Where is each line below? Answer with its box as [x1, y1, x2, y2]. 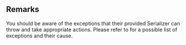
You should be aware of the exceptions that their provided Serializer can [6, 20, 180, 27]
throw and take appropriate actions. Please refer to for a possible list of [6, 26, 177, 33]
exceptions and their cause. [6, 32, 73, 39]
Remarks [6, 5, 40, 14]
